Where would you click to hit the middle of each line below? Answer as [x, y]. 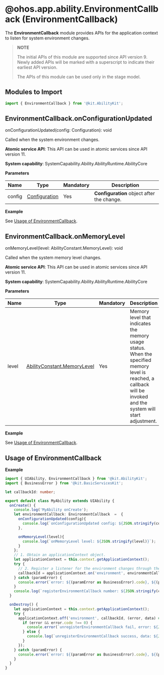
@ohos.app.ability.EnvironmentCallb [82, 9]
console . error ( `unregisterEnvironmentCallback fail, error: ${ [92, 627]
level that [141, 318]
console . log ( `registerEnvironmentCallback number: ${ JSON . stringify [85, 591]
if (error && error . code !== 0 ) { [58, 623]
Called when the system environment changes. [52, 139]
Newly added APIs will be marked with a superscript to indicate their [86, 62]
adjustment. [143, 421]
